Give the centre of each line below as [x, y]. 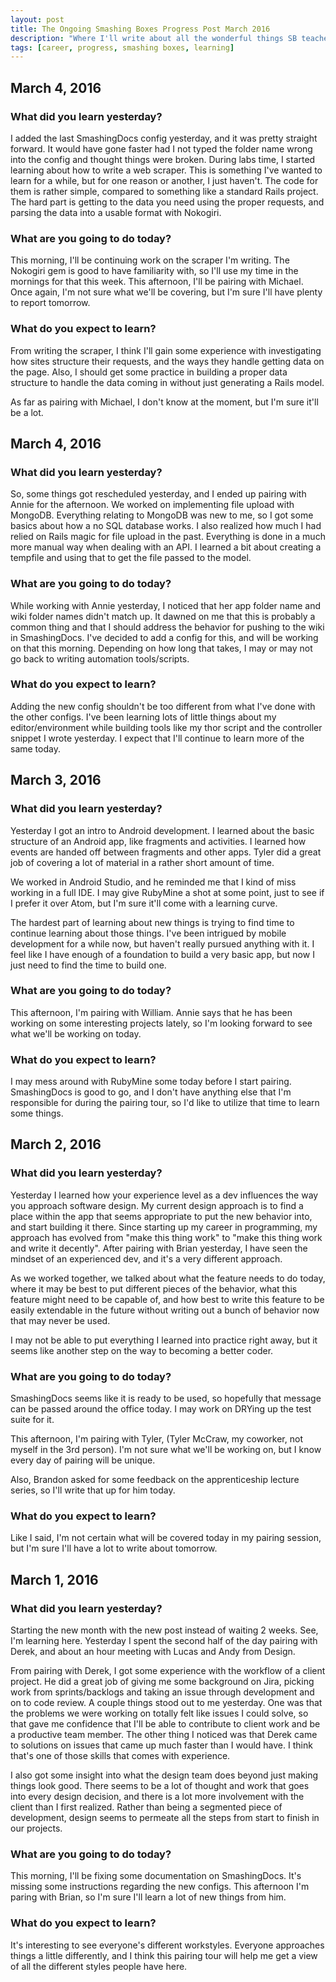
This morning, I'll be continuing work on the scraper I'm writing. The [150, 260]
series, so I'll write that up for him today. [93, 1490]
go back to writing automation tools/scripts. [100, 658]
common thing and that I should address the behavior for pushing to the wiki [167, 627]
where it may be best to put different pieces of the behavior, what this [154, 1288]
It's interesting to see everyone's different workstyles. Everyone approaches [167, 1945]
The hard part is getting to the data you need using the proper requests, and [167, 202]
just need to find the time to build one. [88, 965]
